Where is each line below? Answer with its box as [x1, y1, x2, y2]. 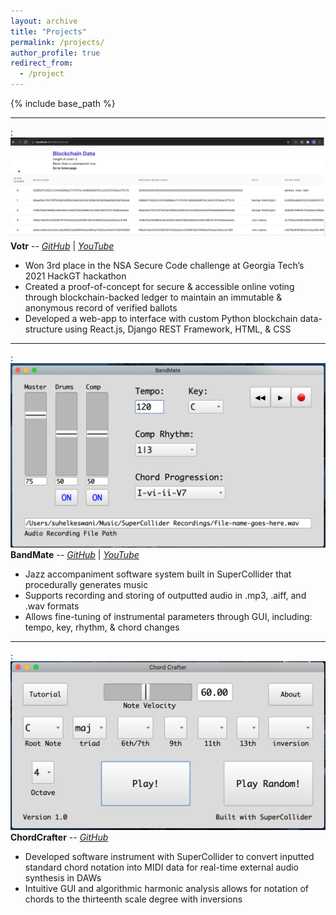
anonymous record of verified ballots [24, 301, 178, 314]
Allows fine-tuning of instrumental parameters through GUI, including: [24, 611, 313, 623]
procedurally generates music [24, 579, 149, 591]
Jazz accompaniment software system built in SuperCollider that [24, 568, 292, 580]
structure [24, 323, 63, 335]
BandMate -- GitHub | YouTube [10, 549, 140, 561]
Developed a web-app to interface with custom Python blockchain [24, 312, 298, 324]
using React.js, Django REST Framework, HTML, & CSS [64, 323, 292, 335]
